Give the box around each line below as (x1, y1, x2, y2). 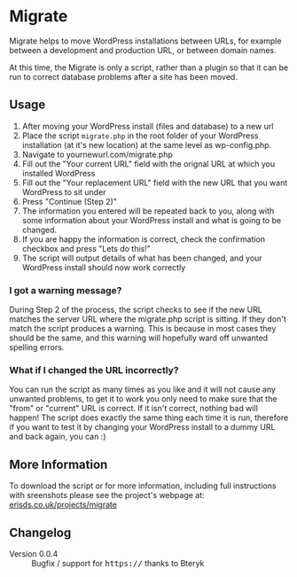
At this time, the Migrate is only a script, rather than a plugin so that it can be (9, 62, 289, 73)
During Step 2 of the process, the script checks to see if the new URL (9, 304, 263, 316)
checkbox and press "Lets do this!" (21, 243, 151, 253)
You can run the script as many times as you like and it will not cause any (9, 384, 277, 395)
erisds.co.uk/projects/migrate (9, 499, 118, 511)
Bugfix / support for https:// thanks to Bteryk (31, 558, 205, 568)
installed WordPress (21, 168, 96, 178)
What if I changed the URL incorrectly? (9, 363, 179, 376)
